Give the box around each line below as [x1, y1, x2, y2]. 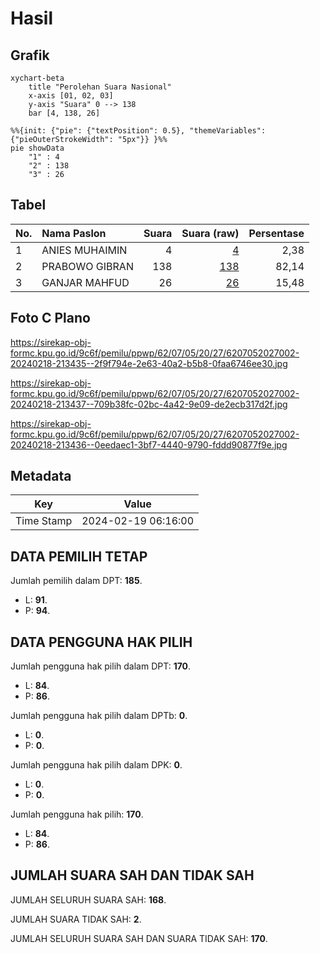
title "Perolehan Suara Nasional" [28, 82, 172, 92]
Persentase [248, 226, 305, 240]
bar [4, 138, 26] [28, 108, 101, 118]
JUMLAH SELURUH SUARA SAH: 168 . [10, 893, 167, 906]
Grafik [10, 47, 50, 64]
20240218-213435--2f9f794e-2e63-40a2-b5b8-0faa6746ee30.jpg [10, 357, 288, 369]
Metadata [10, 468, 72, 485]
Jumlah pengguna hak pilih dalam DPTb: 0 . [10, 710, 188, 722]
